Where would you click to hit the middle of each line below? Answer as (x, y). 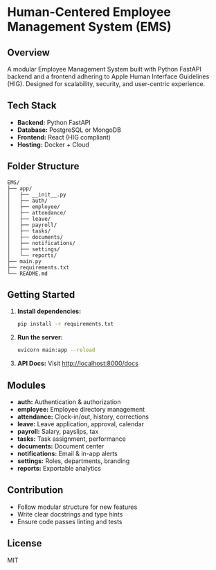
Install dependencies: (49, 311)
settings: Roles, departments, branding (73, 461)
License (25, 543)
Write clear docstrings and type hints (70, 514)
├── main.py (24, 261)
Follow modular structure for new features (77, 507)
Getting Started (41, 295)
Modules (27, 385)
